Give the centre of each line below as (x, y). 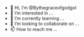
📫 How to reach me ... (34, 29)
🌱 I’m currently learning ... (37, 18)
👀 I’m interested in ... (32, 13)
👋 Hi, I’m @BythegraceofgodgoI (43, 8)
